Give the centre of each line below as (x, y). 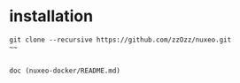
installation (51, 16)
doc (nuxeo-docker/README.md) (65, 71)
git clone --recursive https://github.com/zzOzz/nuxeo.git (120, 40)
